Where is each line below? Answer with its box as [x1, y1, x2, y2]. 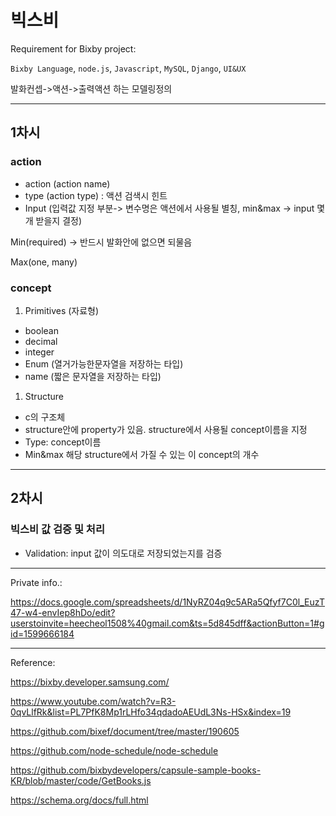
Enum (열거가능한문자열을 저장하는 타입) [24, 357, 184, 370]
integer [24, 346, 55, 358]
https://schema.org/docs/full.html [10, 794, 149, 806]
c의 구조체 [24, 411, 66, 423]
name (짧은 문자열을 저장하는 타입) [24, 370, 162, 382]
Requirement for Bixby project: [10, 42, 137, 55]
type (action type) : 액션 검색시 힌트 [24, 189, 168, 201]
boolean [24, 324, 59, 336]
